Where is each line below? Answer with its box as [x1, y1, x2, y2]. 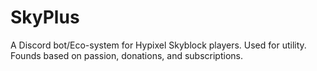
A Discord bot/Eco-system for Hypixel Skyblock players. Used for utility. [10, 39, 307, 51]
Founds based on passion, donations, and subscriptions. [10, 49, 243, 61]
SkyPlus [10, 6, 80, 29]
